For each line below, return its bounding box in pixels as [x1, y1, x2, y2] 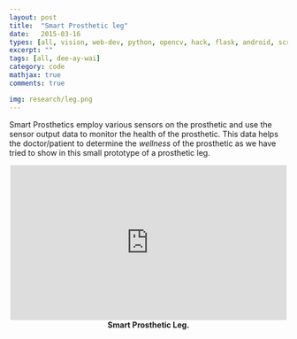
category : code [9, 63, 65, 72]
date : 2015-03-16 [9, 29, 81, 38]
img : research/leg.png [9, 95, 93, 104]
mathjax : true [9, 71, 62, 80]
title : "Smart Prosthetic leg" [9, 21, 128, 30]
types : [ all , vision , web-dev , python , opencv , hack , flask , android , [9, 37, 275, 47]
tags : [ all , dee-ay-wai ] [9, 54, 101, 63]
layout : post [9, 12, 57, 22]
